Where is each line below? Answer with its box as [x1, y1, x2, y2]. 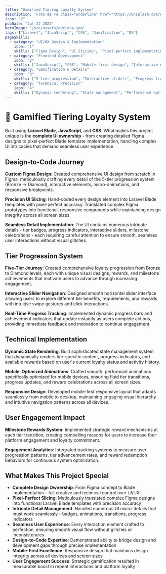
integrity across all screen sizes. [5, 212, 71, 218]
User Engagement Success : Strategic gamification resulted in [12, 558, 139, 564]
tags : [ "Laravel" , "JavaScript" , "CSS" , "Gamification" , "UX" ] [5, 30, 138, 35]
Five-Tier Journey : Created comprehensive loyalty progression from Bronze [5, 265, 161, 271]
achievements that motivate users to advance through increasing [5, 275, 137, 281]
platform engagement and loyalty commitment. [5, 437, 101, 443]
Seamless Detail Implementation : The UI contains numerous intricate [5, 222, 147, 228]
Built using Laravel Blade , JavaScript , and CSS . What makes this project [5, 128, 153, 134]
